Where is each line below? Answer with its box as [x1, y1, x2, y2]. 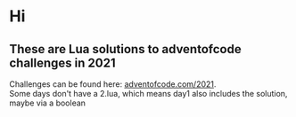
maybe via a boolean [9, 97, 86, 108]
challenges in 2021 [9, 55, 116, 70]
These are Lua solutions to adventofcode [9, 42, 243, 57]
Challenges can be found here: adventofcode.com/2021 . [9, 79, 217, 90]
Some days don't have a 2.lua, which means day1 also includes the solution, [9, 89, 288, 98]
